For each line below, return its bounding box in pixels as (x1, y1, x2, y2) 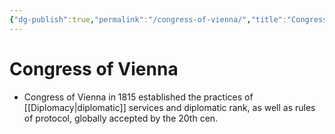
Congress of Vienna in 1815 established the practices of (23, 91, 254, 103)
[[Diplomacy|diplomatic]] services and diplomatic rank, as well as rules (23, 101, 316, 113)
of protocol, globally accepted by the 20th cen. (23, 112, 219, 124)
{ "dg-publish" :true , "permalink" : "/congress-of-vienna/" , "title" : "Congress (9, 14, 328, 25)
